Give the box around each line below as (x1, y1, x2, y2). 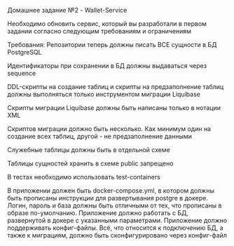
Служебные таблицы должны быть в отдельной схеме (7, 146, 170, 153)
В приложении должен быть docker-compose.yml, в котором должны (7, 186, 215, 195)
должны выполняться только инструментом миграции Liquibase (7, 90, 201, 98)
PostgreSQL (7, 48, 42, 56)
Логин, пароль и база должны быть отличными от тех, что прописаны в (7, 201, 222, 210)
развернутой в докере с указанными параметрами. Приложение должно (7, 217, 228, 224)
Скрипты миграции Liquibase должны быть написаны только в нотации (7, 104, 221, 111)
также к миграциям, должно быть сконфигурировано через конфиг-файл (7, 231, 228, 239)
